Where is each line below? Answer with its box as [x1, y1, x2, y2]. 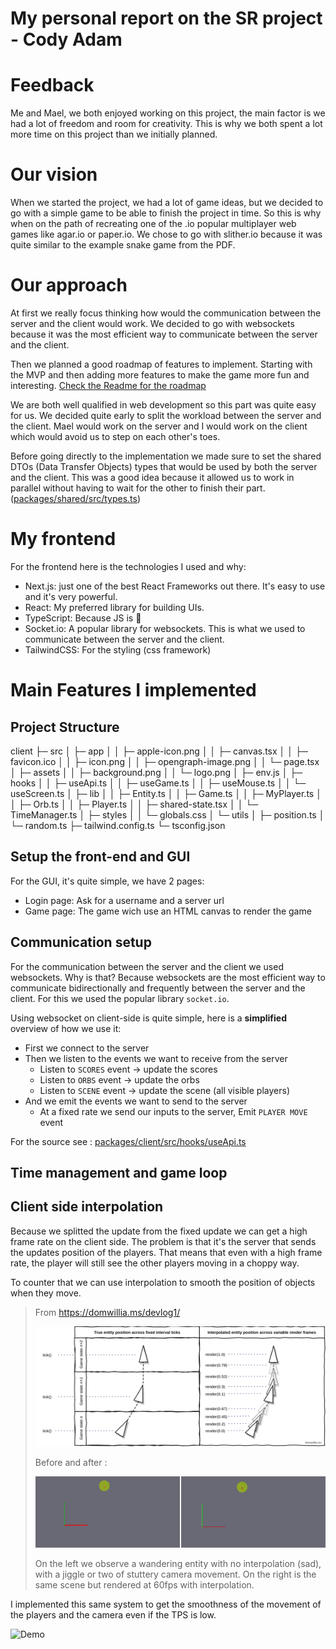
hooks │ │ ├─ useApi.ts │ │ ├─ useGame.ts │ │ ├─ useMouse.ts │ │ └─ [10, 777, 307, 789]
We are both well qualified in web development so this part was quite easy [10, 399, 317, 411]
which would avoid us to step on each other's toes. [10, 431, 221, 442]
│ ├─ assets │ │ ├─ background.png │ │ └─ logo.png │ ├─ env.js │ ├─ [10, 766, 303, 778]
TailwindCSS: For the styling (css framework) [24, 643, 212, 656]
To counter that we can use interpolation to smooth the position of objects [10, 1276, 316, 1288]
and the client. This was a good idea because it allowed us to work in [10, 472, 295, 483]
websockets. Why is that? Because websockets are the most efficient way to [10, 971, 326, 983]
